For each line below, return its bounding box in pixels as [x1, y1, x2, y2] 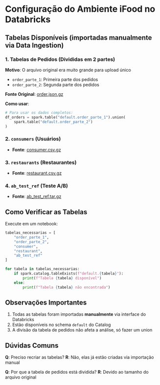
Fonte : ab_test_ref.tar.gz [12, 193, 62, 199]
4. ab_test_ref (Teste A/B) [5, 182, 69, 189]
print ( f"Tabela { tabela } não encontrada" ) [23, 285, 111, 290]
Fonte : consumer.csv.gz [12, 146, 61, 153]
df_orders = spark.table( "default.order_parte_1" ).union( [5, 114, 126, 120]
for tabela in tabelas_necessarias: [5, 267, 80, 272]
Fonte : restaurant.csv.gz [12, 170, 62, 176]
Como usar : [5, 101, 29, 107]
